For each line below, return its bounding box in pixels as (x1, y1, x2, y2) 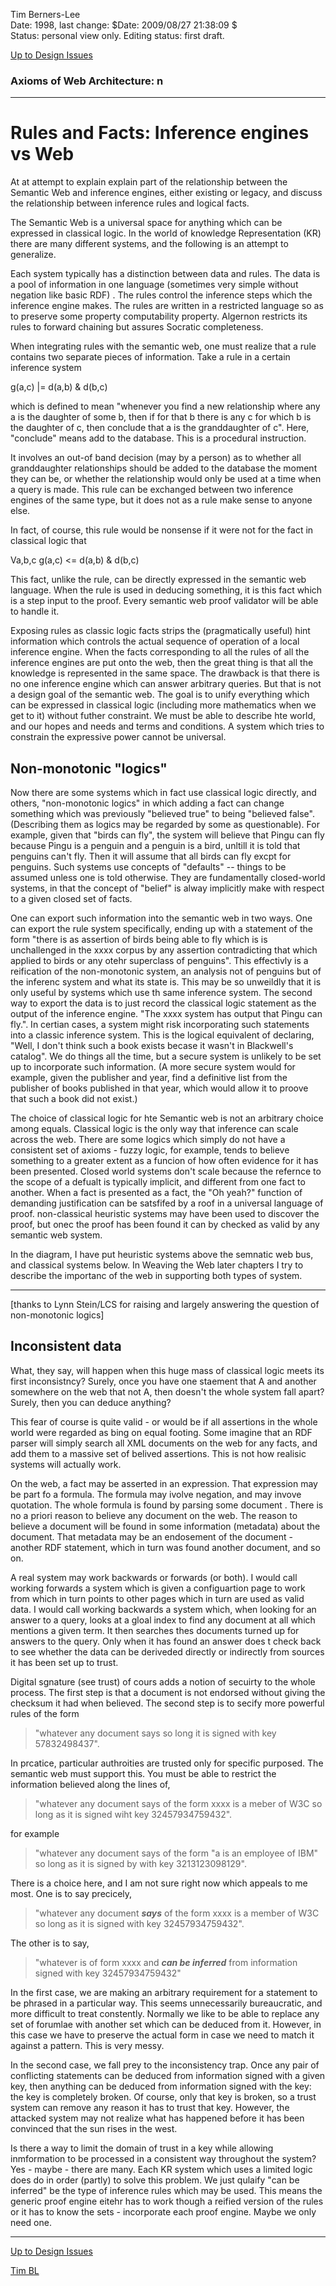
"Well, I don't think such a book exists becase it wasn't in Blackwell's (10, 1040, 294, 1052)
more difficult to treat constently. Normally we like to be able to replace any (10, 2007, 320, 2019)
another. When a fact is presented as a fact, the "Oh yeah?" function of (10, 1187, 303, 1199)
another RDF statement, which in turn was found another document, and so (10, 1541, 321, 1553)
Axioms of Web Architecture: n (10, 74, 164, 88)
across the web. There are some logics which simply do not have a (10, 1134, 286, 1146)
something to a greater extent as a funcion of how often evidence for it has (10, 1155, 319, 1167)
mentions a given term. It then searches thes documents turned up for (10, 1624, 300, 1636)
